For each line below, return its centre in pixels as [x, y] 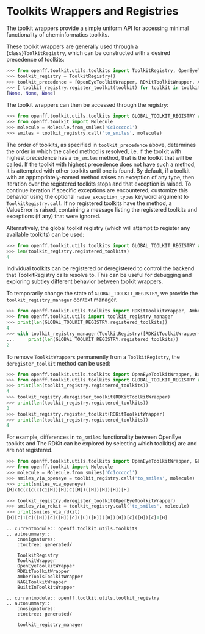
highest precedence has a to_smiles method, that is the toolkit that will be [99, 157]
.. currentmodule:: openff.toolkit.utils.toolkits [72, 529]
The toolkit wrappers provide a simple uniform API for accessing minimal [98, 28]
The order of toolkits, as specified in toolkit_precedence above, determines [101, 145]
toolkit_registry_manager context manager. [62, 300]
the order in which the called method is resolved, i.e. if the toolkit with [94, 151]
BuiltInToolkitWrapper [46, 588]
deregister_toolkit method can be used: [59, 363]
